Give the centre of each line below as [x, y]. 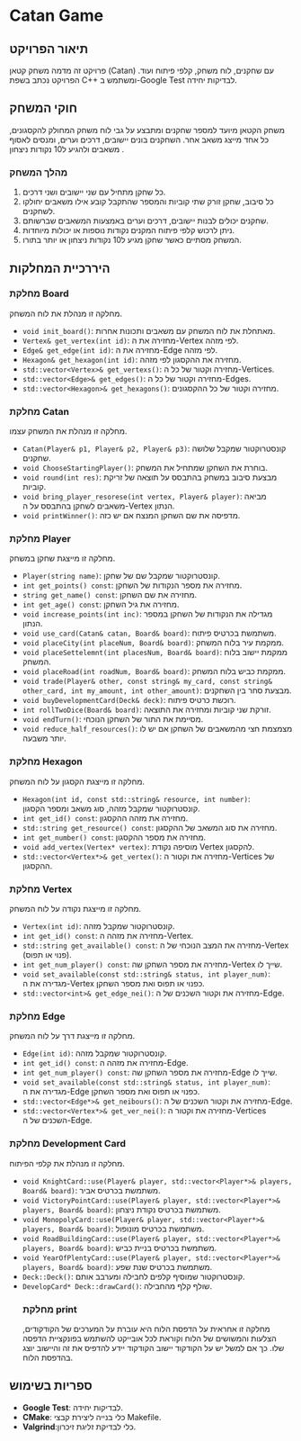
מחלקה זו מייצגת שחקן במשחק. [62, 558]
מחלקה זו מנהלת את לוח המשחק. [66, 313]
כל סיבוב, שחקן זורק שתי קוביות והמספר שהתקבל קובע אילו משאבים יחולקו [148, 202]
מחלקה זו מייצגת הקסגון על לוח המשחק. [77, 781]
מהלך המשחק [39, 172]
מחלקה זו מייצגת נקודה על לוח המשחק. [75, 908]
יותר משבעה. [44, 738]
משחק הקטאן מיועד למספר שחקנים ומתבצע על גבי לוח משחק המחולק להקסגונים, [147, 130]
